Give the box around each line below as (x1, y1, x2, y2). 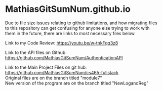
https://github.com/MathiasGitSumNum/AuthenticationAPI (5, 54, 123, 60)
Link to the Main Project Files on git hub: (5, 64, 87, 70)
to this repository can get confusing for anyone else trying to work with (5, 25, 150, 31)
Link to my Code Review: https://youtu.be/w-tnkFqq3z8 (5, 40, 119, 45)
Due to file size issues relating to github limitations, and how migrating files (5, 20, 158, 26)
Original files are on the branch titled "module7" (5, 75, 102, 81)
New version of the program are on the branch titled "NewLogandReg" (5, 80, 149, 86)
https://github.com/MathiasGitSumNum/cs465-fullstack (5, 69, 119, 75)
